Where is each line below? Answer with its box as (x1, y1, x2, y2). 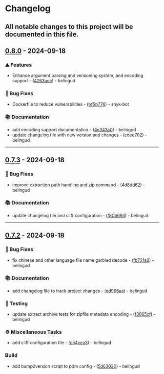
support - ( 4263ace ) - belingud (12, 78, 76, 84)
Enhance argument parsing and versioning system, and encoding (12, 73, 143, 78)
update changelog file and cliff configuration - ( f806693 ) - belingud (12, 212, 149, 218)
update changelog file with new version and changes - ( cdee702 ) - (12, 132, 147, 138)
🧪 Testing (5, 300, 28, 307)
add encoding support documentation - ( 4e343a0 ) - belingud (12, 126, 136, 132)
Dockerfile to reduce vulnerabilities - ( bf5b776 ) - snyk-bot (12, 101, 129, 107)
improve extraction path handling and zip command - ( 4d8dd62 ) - (12, 182, 145, 188)
